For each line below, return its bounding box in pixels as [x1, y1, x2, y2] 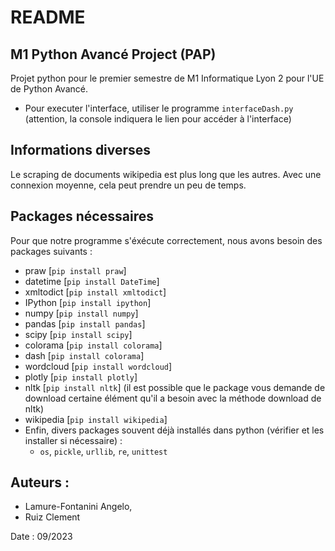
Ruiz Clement [24, 511, 81, 523]
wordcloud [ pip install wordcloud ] [24, 360, 173, 372]
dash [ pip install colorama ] [24, 349, 145, 361]
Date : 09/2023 [10, 531, 73, 543]
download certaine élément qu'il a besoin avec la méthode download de [24, 392, 322, 404]
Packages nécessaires [10, 208, 154, 225]
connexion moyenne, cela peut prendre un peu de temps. [10, 179, 247, 191]
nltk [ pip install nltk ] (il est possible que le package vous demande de [24, 381, 326, 393]
